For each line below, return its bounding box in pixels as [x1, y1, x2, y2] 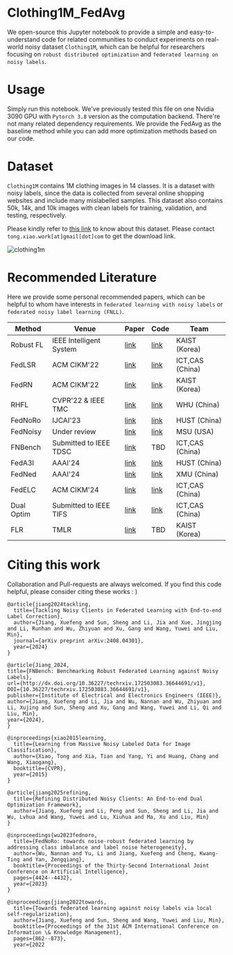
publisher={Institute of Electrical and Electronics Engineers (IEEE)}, [7, 692, 222, 699]
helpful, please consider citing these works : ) [7, 587, 138, 595]
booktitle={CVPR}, [13, 765, 67, 772]
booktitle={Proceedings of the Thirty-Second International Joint [13, 862, 209, 869]
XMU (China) [175, 469, 219, 479]
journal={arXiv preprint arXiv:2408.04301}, [13, 637, 144, 644]
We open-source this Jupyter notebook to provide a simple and [7, 28, 189, 36]
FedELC [10, 485, 36, 495]
